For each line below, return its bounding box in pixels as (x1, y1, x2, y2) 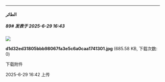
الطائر (5, 11, 17, 17)
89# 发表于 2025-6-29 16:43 (5, 23, 65, 29)
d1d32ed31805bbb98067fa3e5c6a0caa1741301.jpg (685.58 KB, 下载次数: (5, 45, 158, 51)
